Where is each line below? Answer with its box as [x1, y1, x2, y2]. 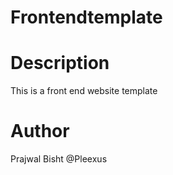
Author [10, 120, 70, 143]
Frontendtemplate [10, 6, 163, 29]
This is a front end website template [10, 85, 158, 97]
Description [10, 52, 110, 75]
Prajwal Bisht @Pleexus [10, 153, 108, 165]
